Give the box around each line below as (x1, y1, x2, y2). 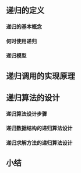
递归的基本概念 (6, 23, 42, 30)
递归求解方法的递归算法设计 (6, 139, 73, 146)
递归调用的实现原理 (6, 71, 75, 81)
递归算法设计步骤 (6, 110, 47, 117)
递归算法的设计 (6, 93, 60, 103)
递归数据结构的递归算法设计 (6, 125, 73, 132)
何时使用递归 (6, 38, 37, 45)
